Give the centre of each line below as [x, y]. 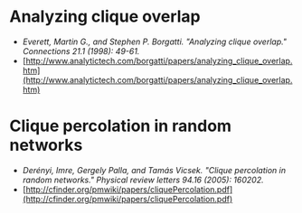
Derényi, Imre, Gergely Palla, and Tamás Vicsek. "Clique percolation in [154, 170]
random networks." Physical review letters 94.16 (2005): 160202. [143, 180]
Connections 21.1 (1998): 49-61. [81, 51]
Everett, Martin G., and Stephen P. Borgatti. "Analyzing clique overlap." [155, 42]
